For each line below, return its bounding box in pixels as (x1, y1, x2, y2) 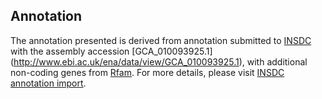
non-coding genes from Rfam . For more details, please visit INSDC (10, 66, 285, 78)
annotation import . (10, 77, 87, 89)
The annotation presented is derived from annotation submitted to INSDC (10, 34, 312, 46)
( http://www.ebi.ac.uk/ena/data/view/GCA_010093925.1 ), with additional (10, 55, 308, 68)
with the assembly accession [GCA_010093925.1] (10, 45, 213, 57)
